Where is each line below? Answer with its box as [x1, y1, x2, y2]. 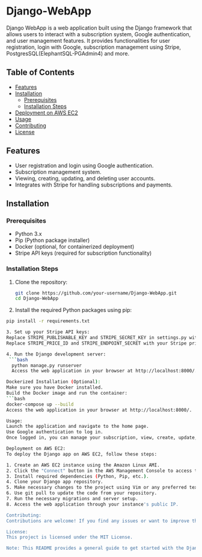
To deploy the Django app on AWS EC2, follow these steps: [6, 451, 158, 457]
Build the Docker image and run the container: [6, 390, 128, 396]
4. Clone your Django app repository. [6, 479, 103, 485]
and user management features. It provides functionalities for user [6, 37, 170, 44]
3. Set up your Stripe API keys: [6, 329, 90, 336]
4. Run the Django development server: [6, 351, 106, 357]
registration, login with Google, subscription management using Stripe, [6, 43, 182, 51]
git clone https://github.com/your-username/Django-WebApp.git [14, 290, 177, 296]
